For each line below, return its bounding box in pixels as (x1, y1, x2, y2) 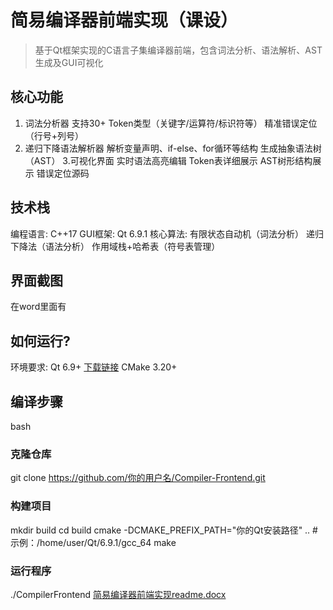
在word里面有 (10, 301, 67, 313)
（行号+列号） (24, 129, 85, 141)
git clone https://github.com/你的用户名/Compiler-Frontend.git (10, 472, 266, 484)
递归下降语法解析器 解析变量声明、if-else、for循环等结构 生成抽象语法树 (24, 142, 322, 154)
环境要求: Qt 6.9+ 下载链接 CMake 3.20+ (10, 361, 178, 373)
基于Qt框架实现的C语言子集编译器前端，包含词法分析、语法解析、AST (34, 44, 323, 56)
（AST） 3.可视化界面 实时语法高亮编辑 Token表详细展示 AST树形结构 (24, 154, 313, 166)
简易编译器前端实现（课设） (10, 9, 239, 32)
